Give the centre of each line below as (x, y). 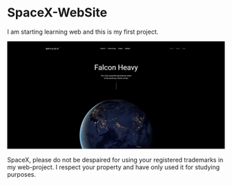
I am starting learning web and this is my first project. (83, 32)
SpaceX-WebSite (57, 13)
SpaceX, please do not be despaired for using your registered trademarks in (115, 160)
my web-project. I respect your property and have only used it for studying (114, 167)
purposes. (22, 175)
